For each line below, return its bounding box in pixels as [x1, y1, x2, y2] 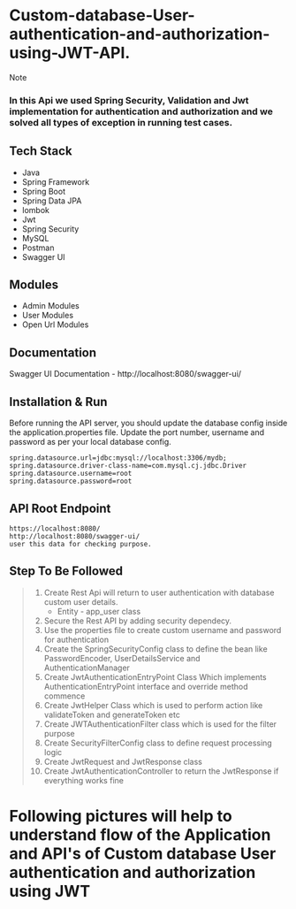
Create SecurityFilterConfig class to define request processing [43, 737, 272, 748]
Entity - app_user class [57, 606, 141, 616]
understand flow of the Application [9, 824, 271, 844]
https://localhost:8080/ [9, 523, 101, 533]
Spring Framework [21, 176, 90, 187]
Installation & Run [9, 394, 108, 409]
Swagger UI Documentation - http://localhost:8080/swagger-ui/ [9, 369, 241, 379]
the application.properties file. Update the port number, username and [9, 427, 265, 438]
